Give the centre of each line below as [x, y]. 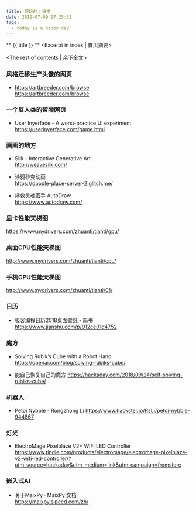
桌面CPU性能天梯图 [34, 248]
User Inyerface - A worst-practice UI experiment [73, 123]
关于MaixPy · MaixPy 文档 [46, 495]
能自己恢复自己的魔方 [40, 375]
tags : [13, 22]
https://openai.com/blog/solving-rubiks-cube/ [70, 362]
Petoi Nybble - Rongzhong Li [49, 410]
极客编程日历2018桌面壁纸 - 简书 [54, 320]
